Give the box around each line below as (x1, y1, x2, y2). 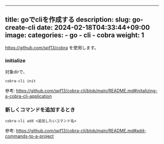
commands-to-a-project (5, 133, 54, 139)
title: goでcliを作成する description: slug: (5, 16, 131, 24)
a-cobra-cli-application (5, 93, 52, 99)
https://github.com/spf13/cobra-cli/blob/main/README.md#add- (16, 128, 146, 134)
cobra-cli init (5, 79, 36, 83)
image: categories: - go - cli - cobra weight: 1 (5, 31, 144, 40)
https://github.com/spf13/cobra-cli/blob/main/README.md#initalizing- (16, 88, 158, 94)
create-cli (5, 23, 36, 32)
